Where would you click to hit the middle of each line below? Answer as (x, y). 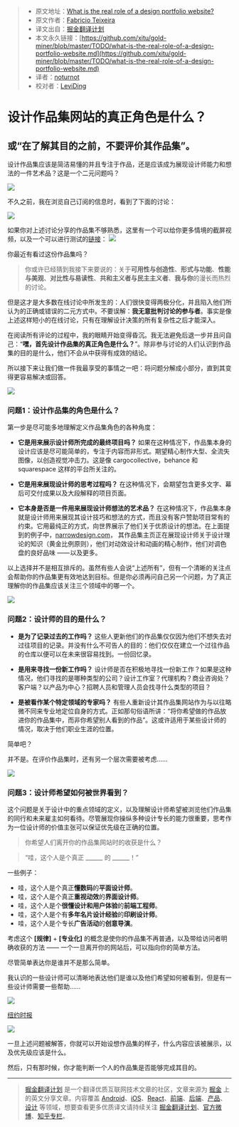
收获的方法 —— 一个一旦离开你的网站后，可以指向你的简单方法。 (108, 947)
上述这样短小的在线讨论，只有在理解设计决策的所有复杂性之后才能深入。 (113, 320)
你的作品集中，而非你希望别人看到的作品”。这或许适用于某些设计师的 (125, 720)
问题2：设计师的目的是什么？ (57, 619)
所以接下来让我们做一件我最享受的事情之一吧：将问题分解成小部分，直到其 (116, 368)
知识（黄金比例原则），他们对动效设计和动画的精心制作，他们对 (122, 544)
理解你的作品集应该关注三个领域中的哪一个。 (73, 586)
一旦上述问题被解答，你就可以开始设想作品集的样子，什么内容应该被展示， (116, 1043)
